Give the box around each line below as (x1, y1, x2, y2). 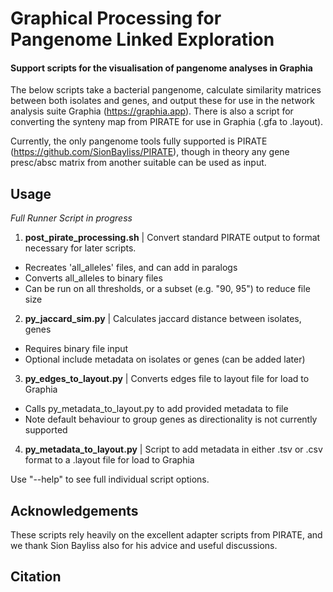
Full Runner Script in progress (10, 212, 133, 224)
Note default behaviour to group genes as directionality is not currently (24, 413, 318, 426)
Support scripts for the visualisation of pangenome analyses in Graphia (10, 62, 313, 74)
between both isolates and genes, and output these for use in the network (10, 95, 316, 107)
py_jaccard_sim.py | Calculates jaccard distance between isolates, (24, 313, 302, 325)
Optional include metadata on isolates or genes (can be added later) (24, 353, 306, 366)
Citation (10, 568, 62, 586)
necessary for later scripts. (24, 242, 137, 254)
